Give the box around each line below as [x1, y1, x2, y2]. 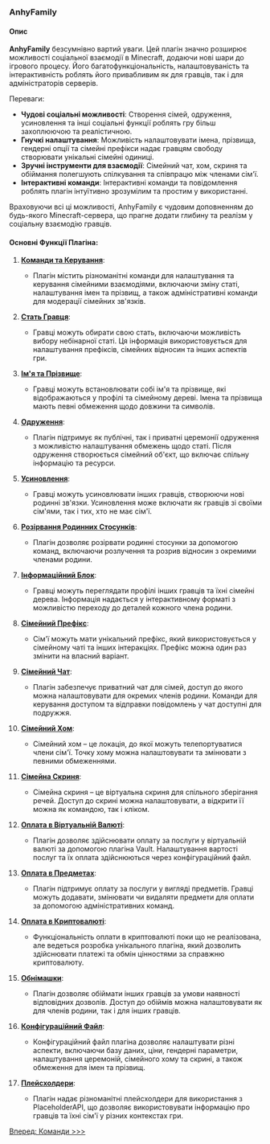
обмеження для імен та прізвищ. [32, 1063, 145, 1072]
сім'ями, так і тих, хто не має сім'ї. [32, 506, 152, 516]
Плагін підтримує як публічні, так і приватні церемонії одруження [32, 433, 260, 442]
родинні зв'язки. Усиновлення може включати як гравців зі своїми [32, 498, 262, 508]
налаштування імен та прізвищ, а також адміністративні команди [32, 288, 258, 297]
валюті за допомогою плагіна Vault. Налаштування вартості [32, 844, 238, 854]
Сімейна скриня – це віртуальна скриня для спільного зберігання [32, 787, 258, 798]
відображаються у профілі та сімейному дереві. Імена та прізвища [32, 393, 263, 403]
